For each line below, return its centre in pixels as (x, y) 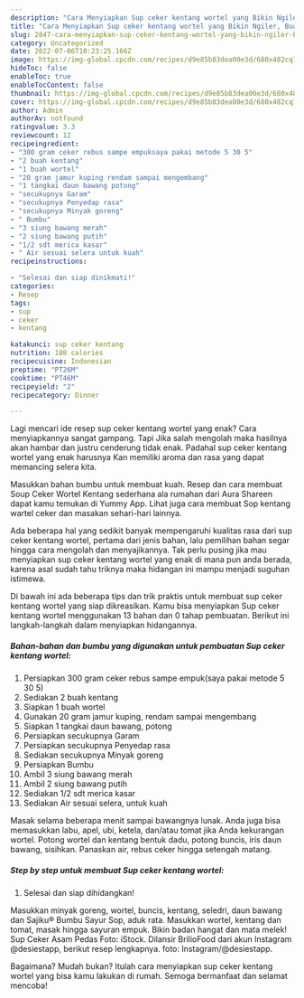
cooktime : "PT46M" (45, 378)
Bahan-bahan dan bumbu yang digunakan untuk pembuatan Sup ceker (147, 645)
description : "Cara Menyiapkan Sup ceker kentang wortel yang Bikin (142, 18)
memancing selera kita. (54, 467)
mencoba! (29, 985)
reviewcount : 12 (41, 136)
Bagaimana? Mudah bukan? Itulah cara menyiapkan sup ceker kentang (142, 966)
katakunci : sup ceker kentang (67, 344)
